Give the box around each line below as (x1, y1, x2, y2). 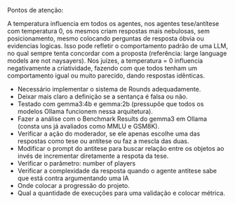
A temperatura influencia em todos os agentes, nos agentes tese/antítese (7, 20, 220, 27)
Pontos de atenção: (7, 6, 64, 14)
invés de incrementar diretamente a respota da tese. (17, 152, 169, 160)
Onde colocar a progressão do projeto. (17, 182, 130, 189)
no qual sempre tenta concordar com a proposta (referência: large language (7, 49, 227, 57)
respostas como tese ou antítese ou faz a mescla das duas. (17, 137, 189, 145)
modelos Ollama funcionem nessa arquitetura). (17, 108, 153, 115)
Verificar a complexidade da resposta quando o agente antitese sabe (17, 167, 217, 175)
